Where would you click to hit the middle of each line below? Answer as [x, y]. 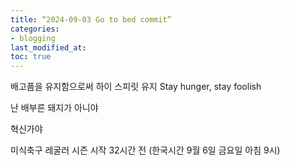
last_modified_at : [48, 47]
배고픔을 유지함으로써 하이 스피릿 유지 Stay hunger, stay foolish [136, 87]
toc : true [31, 57]
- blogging [33, 38]
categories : [35, 29]
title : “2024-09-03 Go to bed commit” [91, 19]
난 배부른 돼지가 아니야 [54, 108]
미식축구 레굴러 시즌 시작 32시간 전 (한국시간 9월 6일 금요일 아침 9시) [145, 150]
